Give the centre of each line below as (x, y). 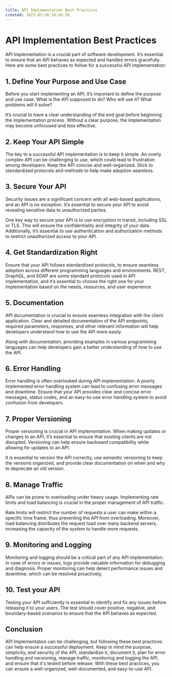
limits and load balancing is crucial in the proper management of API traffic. (85, 502)
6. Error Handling (33, 369)
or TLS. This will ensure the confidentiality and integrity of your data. (78, 225)
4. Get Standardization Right (52, 252)
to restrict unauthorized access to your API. (51, 236)
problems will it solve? (29, 105)
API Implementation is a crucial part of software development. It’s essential (84, 54)
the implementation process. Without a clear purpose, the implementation (83, 120)
